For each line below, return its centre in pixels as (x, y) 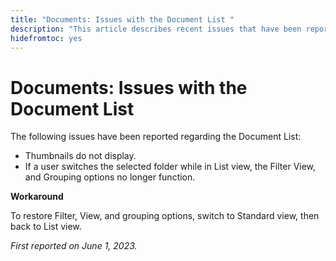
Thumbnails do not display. (80, 156)
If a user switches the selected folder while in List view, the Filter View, (170, 167)
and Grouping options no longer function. (110, 177)
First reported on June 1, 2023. (74, 246)
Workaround (37, 197)
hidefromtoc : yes (46, 38)
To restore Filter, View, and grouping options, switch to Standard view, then (165, 216)
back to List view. (46, 227)
